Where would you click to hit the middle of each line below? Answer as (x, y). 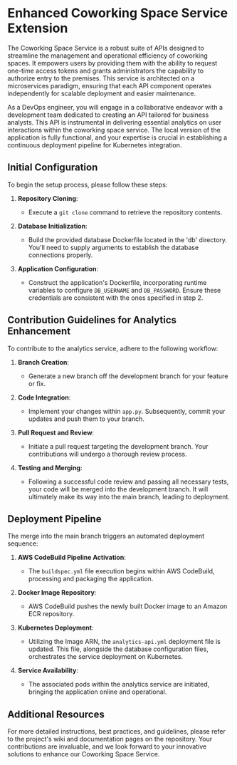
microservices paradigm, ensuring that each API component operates (110, 85)
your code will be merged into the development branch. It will (118, 489)
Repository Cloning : (48, 198)
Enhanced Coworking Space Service (118, 13)
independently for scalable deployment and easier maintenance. (102, 93)
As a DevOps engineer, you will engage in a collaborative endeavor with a (115, 107)
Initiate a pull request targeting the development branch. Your (118, 446)
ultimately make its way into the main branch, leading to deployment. (129, 496)
